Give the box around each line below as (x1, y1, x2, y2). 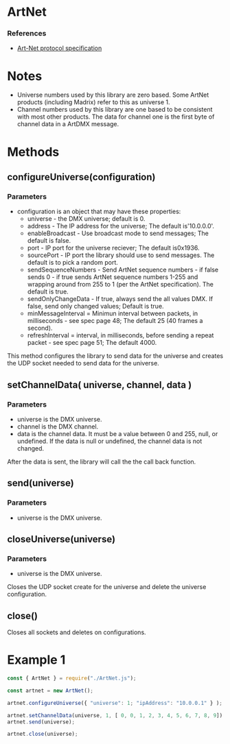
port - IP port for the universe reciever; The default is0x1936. (27, 244, 200, 252)
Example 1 (7, 652, 66, 668)
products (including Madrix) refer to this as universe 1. (16, 98, 170, 106)
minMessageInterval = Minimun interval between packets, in (27, 309, 198, 317)
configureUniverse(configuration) (7, 171, 156, 182)
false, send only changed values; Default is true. (27, 302, 164, 311)
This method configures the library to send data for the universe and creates (7, 352, 224, 360)
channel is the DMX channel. (16, 422, 99, 431)
